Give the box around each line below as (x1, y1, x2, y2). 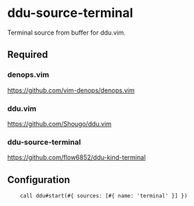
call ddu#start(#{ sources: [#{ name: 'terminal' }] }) (20, 193, 188, 200)
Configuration (7, 174, 71, 186)
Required (7, 49, 48, 61)
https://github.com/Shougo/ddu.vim (7, 119, 111, 128)
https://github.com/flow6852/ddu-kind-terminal (7, 153, 146, 162)
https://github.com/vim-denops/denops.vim (7, 86, 135, 95)
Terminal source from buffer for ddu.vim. (7, 28, 126, 37)
